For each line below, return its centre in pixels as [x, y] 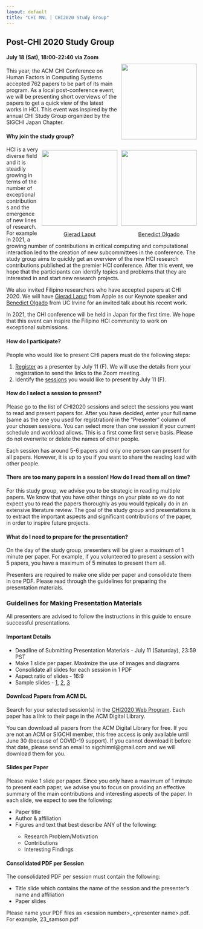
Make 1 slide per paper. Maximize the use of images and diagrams [97, 663]
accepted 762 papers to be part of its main [60, 84]
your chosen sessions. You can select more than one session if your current [101, 426]
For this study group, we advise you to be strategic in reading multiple [93, 490]
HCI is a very [22, 149]
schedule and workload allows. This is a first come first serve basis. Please [100, 432]
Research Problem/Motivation [61, 836]
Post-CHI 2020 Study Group [60, 42]
